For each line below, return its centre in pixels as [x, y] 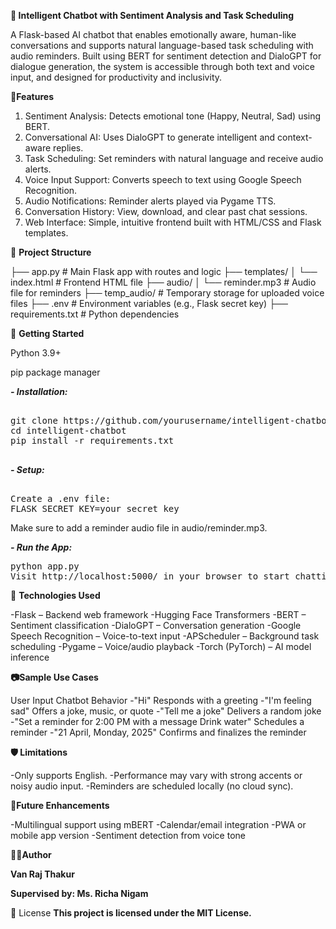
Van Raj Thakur [42, 874]
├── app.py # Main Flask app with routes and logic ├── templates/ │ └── [164, 271]
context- [295, 137]
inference [30, 657]
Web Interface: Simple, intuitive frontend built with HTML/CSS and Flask [173, 222]
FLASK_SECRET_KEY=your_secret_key [95, 508]
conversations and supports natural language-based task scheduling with [162, 45]
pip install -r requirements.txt [92, 440]
